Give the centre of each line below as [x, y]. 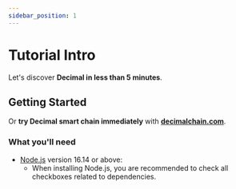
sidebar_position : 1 [43, 16]
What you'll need [42, 142]
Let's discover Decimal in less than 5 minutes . [85, 77]
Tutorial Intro [52, 55]
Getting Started [48, 102]
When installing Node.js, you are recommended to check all [130, 167]
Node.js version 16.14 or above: [71, 159]
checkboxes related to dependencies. [94, 176]
